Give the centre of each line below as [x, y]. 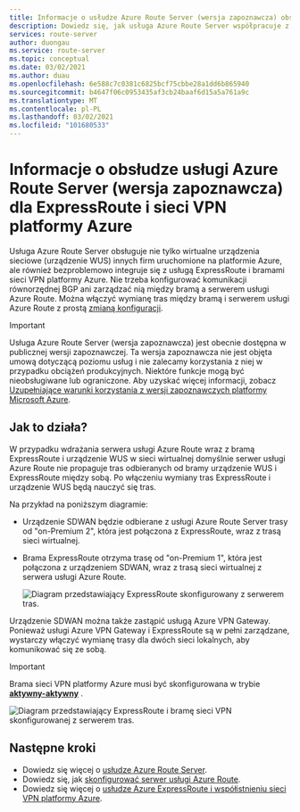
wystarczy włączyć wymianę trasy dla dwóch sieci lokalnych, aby [129, 640]
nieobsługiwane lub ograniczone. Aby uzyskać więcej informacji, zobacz [143, 380]
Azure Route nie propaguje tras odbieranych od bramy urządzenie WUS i [143, 468]
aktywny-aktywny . [46, 693]
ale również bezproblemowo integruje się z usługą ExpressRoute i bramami [147, 269]
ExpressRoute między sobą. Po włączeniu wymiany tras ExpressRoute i [140, 477]
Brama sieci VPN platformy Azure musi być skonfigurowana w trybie [135, 684]
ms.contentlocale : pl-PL [55, 109]
